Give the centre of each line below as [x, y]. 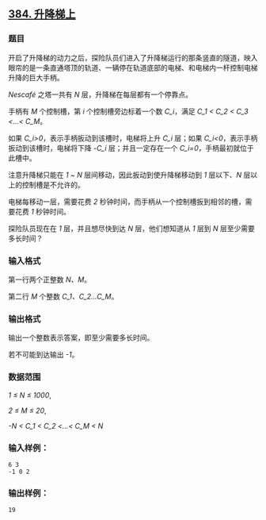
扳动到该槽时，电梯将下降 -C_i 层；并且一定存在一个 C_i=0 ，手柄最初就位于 [131, 148]
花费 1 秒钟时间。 [43, 211]
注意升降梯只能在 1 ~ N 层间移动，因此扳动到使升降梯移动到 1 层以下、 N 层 [129, 175]
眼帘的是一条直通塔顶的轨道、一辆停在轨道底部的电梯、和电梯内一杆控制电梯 [133, 67]
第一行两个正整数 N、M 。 [50, 279]
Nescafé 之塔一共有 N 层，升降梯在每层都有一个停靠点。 [100, 94]
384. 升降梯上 [42, 14]
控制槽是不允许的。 [53, 184]
